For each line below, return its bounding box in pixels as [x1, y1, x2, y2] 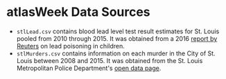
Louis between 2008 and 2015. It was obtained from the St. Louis [16, 56, 203, 64]
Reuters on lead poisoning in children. [16, 42, 125, 50]
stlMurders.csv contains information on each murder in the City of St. [16, 49, 216, 58]
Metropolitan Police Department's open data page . [16, 64, 162, 72]
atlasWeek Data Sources [6, 4, 150, 20]
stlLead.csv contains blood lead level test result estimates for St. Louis [16, 27, 220, 35]
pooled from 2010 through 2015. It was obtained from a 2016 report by [16, 34, 218, 42]
